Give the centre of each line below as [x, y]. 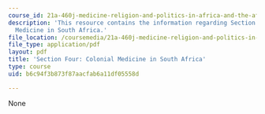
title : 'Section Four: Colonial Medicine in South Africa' [107, 60]
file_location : [33, 37]
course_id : [26, 15]
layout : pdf [28, 52]
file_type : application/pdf [54, 45]
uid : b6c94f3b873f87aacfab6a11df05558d [74, 74]
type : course [30, 67]
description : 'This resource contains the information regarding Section [132, 23]
